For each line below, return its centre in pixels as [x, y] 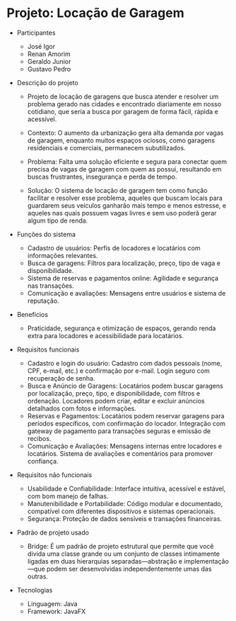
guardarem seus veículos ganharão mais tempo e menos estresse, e [127, 205]
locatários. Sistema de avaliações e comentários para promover [120, 453]
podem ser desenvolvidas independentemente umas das [129, 569]
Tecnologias [35, 590]
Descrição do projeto [47, 82]
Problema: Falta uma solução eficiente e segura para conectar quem [127, 162]
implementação [206, 561]
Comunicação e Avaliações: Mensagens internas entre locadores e [125, 446]
